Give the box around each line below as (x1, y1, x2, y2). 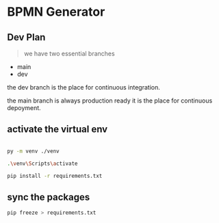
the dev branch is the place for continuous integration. (7, 83, 161, 91)
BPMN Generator (7, 4, 105, 20)
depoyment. (7, 104, 41, 112)
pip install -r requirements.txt (7, 172, 103, 179)
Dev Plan (7, 31, 46, 43)
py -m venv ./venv (7, 148, 60, 155)
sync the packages (7, 191, 90, 202)
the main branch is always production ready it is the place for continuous (7, 96, 213, 105)
